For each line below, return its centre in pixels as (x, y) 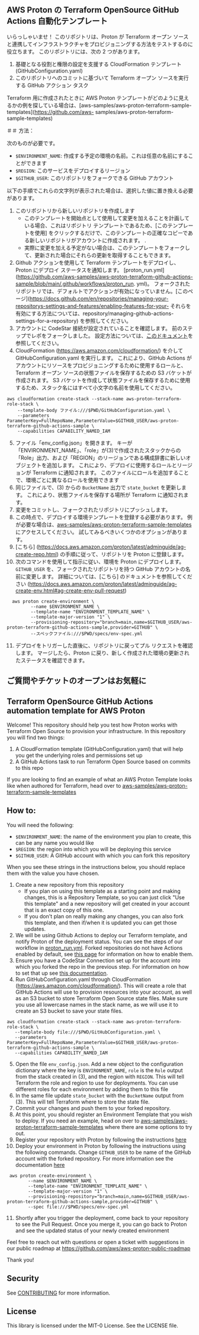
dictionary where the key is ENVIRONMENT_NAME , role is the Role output (99, 1070)
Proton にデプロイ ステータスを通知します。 (69, 270)
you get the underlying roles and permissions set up (79, 756)
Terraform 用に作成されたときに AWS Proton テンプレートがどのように (93, 98)
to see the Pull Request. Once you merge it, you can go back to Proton (101, 1224)
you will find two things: (36, 738)
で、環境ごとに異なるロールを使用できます (67, 480)
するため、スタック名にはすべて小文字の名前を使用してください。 (95, 388)
